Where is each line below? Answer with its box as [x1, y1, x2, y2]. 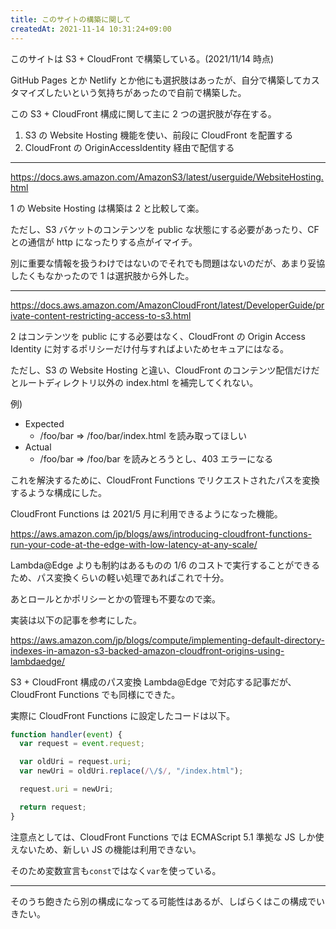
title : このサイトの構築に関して [10, 14, 132, 25]
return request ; [19, 802, 87, 812]
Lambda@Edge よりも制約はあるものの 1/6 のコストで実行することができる [10, 559, 320, 571]
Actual [24, 441, 52, 453]
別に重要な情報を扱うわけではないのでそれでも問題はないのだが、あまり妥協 [10, 257, 326, 269]
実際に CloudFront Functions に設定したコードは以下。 [10, 709, 236, 721]
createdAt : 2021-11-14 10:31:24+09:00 [10, 24, 172, 34]
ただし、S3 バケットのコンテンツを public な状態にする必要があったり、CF [10, 223, 320, 235]
